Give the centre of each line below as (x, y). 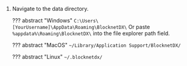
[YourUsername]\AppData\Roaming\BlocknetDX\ (69, 27)
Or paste (139, 27)
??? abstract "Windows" (42, 20)
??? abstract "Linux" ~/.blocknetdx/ (57, 57)
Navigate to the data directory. (50, 9)
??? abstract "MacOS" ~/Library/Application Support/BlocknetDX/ (96, 45)
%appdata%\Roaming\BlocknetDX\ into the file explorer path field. (91, 33)
